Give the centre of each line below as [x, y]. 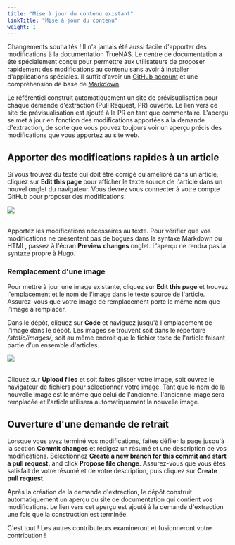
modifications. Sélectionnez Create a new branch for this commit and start [117, 456]
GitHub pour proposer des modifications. [67, 197]
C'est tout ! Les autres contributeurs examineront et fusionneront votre [110, 528]
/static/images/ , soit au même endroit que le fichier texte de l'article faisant [116, 338]
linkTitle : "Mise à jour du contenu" [63, 20]
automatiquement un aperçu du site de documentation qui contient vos [110, 499]
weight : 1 [22, 27]
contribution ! [27, 536]
